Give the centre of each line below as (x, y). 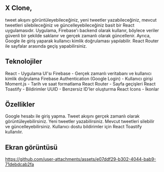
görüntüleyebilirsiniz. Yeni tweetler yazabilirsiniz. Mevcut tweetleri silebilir (80, 121)
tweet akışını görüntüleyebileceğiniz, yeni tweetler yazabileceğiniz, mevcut (81, 20)
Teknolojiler (24, 62)
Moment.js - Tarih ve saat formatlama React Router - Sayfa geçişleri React (81, 84)
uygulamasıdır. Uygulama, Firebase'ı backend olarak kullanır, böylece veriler (82, 30)
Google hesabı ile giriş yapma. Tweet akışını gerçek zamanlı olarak (72, 116)
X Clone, (19, 8)
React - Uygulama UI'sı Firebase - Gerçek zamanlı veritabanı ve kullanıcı (78, 73)
